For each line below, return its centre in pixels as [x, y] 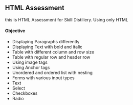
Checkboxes [25, 93]
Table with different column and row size [53, 52]
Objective [15, 31]
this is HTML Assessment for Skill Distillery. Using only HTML [67, 19]
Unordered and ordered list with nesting [52, 73]
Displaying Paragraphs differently [46, 42]
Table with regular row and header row [51, 57]
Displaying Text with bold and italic [47, 47]
